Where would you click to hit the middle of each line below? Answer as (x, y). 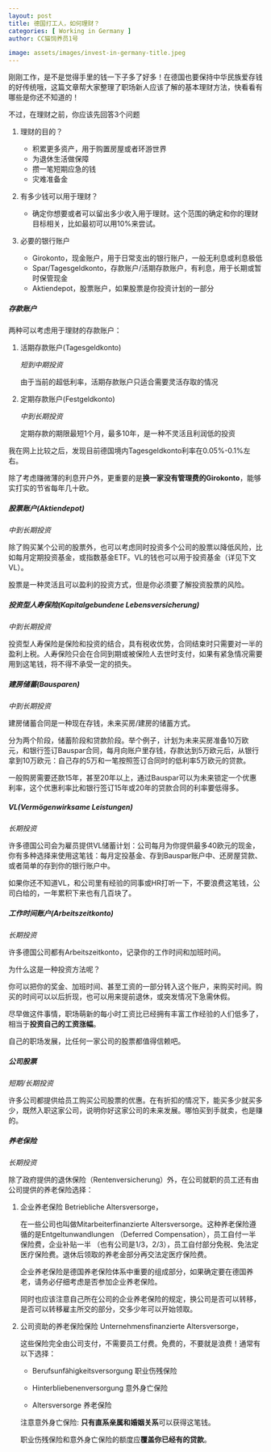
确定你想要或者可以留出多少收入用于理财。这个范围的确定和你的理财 (145, 214)
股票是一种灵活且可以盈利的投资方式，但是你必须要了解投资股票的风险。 (128, 585)
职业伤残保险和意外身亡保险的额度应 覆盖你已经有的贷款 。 (115, 1439)
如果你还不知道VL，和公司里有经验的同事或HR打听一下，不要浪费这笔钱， (131, 883)
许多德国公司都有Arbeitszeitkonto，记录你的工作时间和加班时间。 (117, 952)
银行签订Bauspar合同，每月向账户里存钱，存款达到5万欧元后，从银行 (144, 750)
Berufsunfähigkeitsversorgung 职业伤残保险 (104, 1370)
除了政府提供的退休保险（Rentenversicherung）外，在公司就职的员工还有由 (134, 1179)
